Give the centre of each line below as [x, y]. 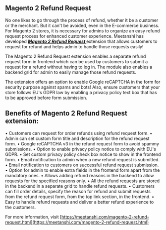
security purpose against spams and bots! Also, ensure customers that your [83, 87]
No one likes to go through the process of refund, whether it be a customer [82, 20]
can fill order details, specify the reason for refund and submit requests [78, 191]
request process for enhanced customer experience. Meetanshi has [74, 36]
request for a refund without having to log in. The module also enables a [79, 67]
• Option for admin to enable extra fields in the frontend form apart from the [83, 170]
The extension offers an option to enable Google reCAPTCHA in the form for [83, 82]
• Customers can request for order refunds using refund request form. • [79, 133]
